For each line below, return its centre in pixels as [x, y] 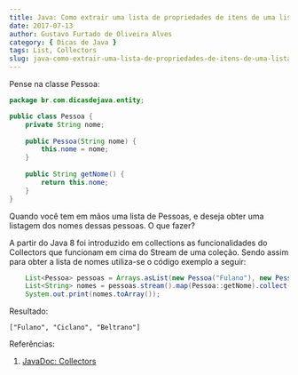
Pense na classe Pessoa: [55, 84]
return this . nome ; [75, 182]
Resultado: [29, 311]
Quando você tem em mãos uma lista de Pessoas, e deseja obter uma [137, 216]
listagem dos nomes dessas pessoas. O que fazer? [102, 225]
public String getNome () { [75, 174]
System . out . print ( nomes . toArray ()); [93, 294]
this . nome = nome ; [75, 149]
